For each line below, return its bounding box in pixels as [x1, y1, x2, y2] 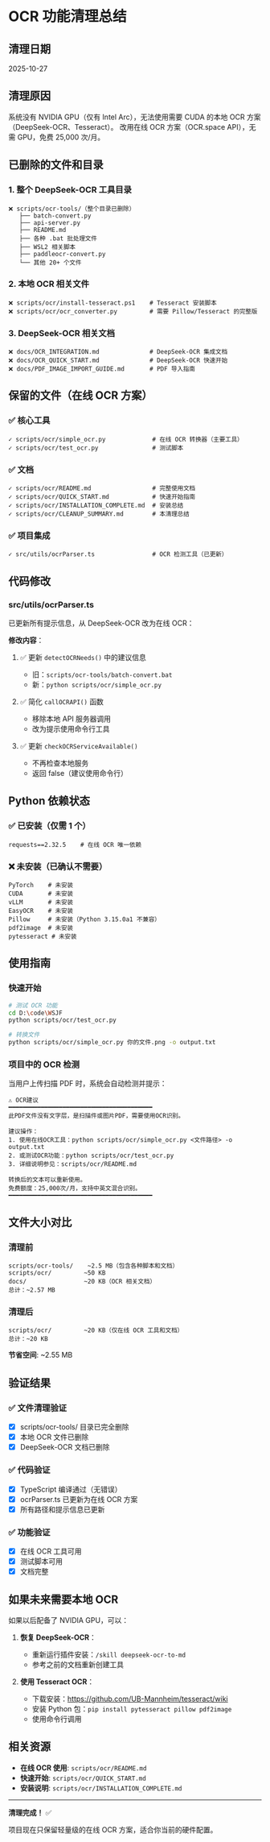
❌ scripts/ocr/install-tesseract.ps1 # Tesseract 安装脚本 [8, 299, 217, 307]
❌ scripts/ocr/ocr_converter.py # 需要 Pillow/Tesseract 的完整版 [8, 307, 258, 315]
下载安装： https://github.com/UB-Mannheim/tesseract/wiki [31, 1694, 228, 1704]
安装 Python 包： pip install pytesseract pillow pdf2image [31, 1704, 232, 1714]
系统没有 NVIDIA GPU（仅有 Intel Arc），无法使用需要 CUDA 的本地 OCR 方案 [8, 112, 261, 122]
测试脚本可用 [19, 1557, 63, 1566]
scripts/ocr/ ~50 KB [8, 1269, 106, 1277]
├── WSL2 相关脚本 [18, 243, 76, 251]
